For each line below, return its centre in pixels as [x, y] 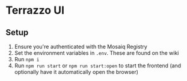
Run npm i [27, 59]
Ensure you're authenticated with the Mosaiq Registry [81, 46]
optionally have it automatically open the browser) [76, 72]
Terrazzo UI [35, 10]
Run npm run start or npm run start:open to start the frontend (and [98, 66]
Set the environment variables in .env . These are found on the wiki [97, 53]
